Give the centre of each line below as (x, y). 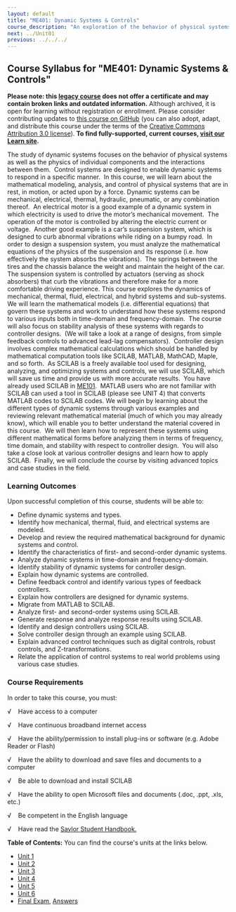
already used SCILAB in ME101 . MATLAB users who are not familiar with (112, 385)
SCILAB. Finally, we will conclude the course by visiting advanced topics (113, 460)
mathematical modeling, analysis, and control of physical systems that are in (118, 184)
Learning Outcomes (42, 486)
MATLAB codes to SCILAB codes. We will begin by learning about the (108, 400)
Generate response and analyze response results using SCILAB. (110, 619)
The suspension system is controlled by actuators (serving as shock (106, 274)
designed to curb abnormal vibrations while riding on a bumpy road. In (110, 237)
